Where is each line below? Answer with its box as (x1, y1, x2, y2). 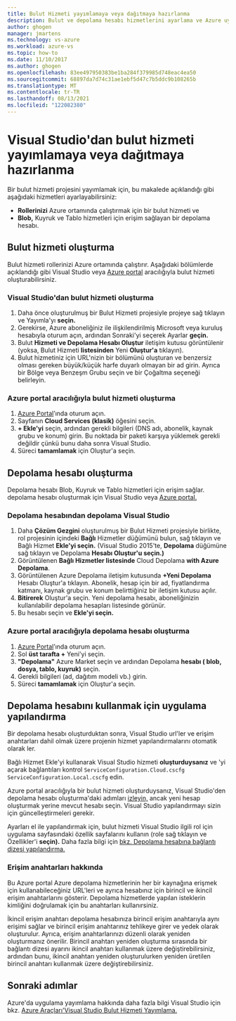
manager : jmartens (7, 30, 61, 37)
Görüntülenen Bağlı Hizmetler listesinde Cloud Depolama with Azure (17, 557, 219, 565)
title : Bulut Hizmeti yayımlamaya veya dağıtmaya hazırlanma (7, 10, 190, 18)
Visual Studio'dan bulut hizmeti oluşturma (7, 292, 155, 302)
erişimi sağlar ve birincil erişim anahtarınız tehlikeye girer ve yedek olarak (7, 922, 219, 930)
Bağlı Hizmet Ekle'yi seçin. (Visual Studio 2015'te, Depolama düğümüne (17, 542, 227, 550)
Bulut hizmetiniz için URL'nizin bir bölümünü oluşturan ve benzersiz (17, 353, 212, 362)
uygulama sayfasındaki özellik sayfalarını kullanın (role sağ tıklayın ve (7, 830, 207, 838)
